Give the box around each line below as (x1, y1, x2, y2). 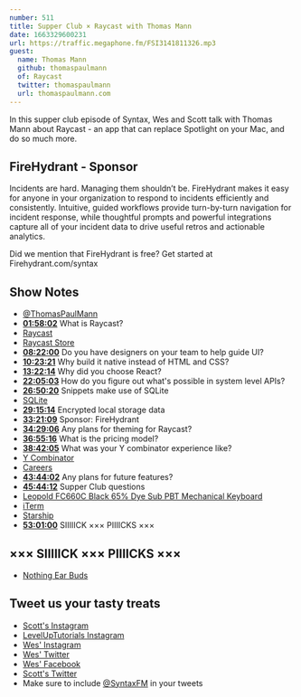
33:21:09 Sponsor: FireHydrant (22, 414, 140, 425)
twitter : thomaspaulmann (17, 80, 111, 89)
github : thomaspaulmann (17, 64, 107, 73)
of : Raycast (17, 72, 63, 81)
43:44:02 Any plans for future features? (22, 472, 174, 483)
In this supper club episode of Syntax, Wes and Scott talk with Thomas (9, 114, 273, 125)
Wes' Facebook (22, 658, 81, 669)
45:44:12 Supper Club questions (22, 481, 146, 493)
